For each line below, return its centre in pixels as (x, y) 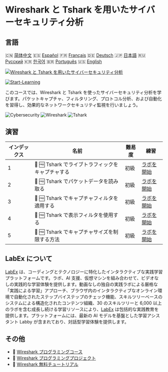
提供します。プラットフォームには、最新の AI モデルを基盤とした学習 (76, 315)
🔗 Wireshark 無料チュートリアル (45, 364)
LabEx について (29, 259)
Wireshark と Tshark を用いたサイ (76, 10)
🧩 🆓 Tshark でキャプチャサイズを (74, 231)
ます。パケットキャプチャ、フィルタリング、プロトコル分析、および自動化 (85, 98)
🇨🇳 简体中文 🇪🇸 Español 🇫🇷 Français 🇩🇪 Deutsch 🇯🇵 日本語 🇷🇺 (75, 55)
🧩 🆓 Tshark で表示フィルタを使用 (74, 215)
